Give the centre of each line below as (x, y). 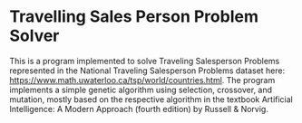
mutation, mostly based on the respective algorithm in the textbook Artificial (151, 99)
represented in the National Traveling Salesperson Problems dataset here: (147, 71)
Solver (34, 36)
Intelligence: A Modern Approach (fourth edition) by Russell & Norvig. (139, 109)
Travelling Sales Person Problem (134, 17)
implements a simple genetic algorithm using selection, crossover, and (141, 90)
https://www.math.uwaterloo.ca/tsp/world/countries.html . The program (142, 80)
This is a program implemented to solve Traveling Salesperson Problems (145, 61)
